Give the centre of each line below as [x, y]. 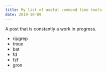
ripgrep [20, 38]
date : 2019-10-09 [23, 14]
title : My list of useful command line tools [54, 10]
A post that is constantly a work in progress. [51, 28]
